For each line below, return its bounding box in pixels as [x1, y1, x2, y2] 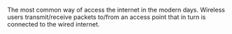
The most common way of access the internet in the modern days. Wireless [7, 6, 226, 14]
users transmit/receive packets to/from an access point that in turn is [7, 13, 206, 21]
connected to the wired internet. [7, 20, 100, 28]
